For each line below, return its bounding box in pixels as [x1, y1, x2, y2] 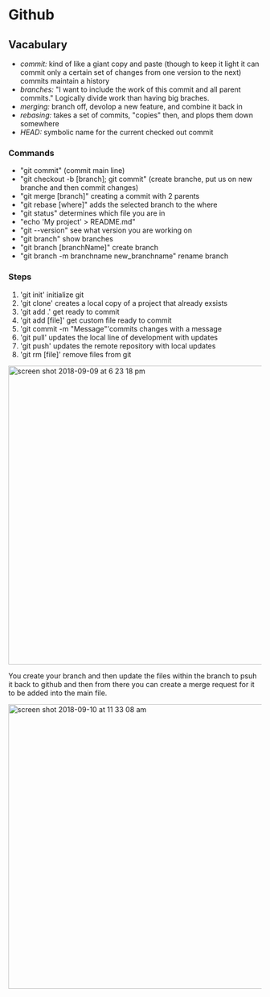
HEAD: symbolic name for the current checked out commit [19, 127, 214, 137]
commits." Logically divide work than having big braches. [19, 93, 210, 102]
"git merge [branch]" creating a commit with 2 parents [19, 192, 200, 201]
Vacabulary [8, 38, 68, 51]
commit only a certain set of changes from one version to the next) [19, 68, 242, 77]
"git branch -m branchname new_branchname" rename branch [19, 251, 229, 261]
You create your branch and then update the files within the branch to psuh [8, 670, 257, 681]
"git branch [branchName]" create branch [19, 243, 159, 253]
